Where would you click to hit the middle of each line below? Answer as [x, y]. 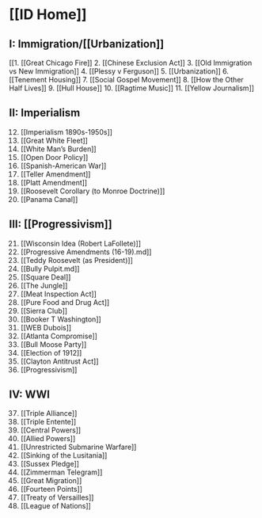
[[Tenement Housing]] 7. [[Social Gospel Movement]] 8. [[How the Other [126, 80]
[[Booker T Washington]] [61, 319]
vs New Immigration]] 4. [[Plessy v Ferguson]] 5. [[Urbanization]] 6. [119, 71]
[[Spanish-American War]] [63, 166]
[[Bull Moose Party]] [53, 344]
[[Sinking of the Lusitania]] [64, 455]
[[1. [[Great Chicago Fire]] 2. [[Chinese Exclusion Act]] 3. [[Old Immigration [131, 63]
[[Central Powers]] [51, 430]
